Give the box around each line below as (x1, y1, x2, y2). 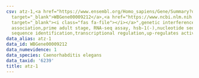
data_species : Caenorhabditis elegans (6, 52, 102, 58)
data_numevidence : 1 (6, 47, 57, 53)
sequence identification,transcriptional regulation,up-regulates (11, 30, 179, 36)
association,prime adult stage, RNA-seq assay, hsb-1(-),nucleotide (11, 25, 184, 31)
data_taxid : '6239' (6, 57, 54, 63)
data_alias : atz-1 (6, 36, 52, 42)
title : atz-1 (6, 63, 38, 69)
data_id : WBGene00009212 (6, 42, 68, 48)
